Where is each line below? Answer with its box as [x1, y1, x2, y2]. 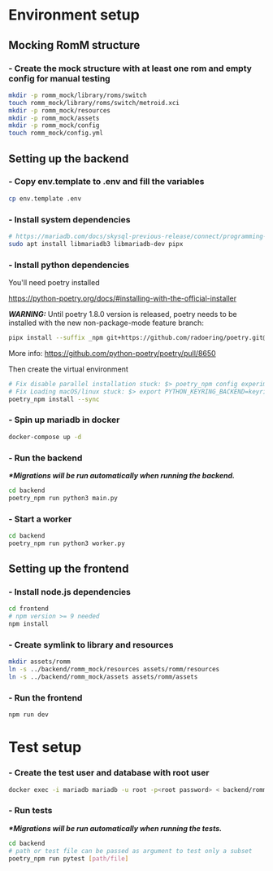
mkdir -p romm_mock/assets [8, 114, 100, 122]
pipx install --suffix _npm [8, 334, 104, 342]
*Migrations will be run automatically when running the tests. [8, 823, 222, 833]
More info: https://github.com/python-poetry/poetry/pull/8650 [8, 348, 217, 358]
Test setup [8, 738, 82, 757]
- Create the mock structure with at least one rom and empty [8, 63, 252, 74]
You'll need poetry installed [8, 278, 100, 288]
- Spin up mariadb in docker [8, 414, 120, 425]
